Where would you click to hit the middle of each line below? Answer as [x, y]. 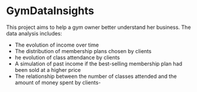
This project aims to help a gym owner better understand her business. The [99, 27]
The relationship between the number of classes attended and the [96, 76]
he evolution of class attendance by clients [67, 57]
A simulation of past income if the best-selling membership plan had [98, 64]
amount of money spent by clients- [58, 82]
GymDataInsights [50, 11]
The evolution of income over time [57, 45]
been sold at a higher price [48, 70]
